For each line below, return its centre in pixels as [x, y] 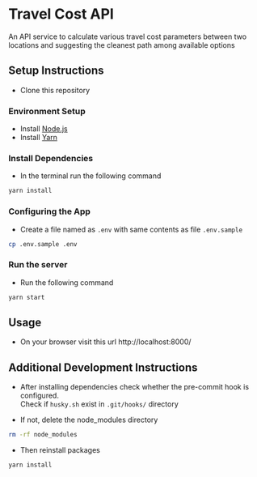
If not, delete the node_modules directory [89, 420]
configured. [39, 396]
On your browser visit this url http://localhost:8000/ [105, 342]
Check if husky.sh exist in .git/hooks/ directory [99, 404]
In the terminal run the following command [91, 176]
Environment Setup [47, 111]
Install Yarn [39, 138]
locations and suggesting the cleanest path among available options [122, 45]
